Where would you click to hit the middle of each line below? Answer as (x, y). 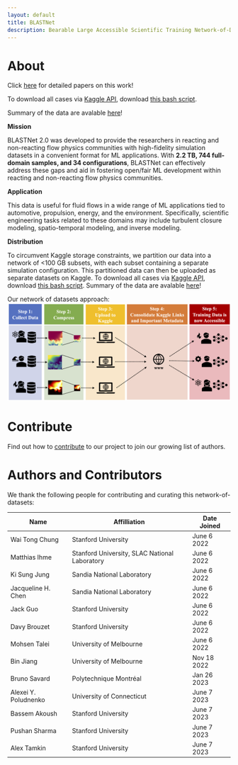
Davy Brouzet (30, 626)
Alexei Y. (23, 692)
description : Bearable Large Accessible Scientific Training (100, 30)
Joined (210, 526)
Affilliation (129, 522)
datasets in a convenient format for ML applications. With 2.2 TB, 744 (109, 155)
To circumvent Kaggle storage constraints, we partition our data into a (109, 256)
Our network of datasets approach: (58, 299)
